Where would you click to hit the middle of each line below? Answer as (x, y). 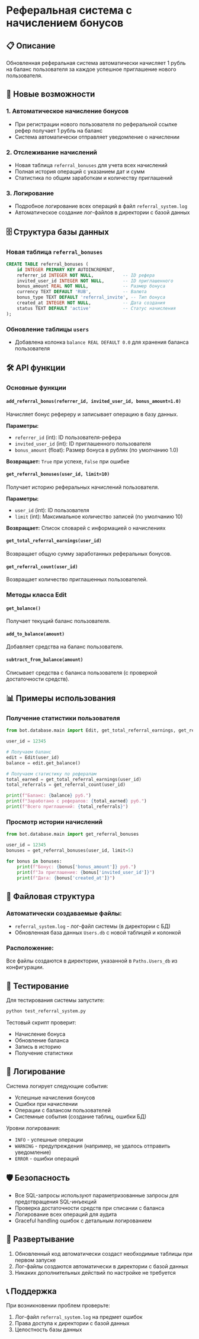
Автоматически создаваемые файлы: (64, 913)
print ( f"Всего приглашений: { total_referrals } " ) (67, 807)
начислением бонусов (65, 23)
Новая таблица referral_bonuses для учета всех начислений (91, 165)
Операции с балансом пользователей (63, 1110)
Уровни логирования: (33, 1128)
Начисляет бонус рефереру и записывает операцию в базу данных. (92, 414)
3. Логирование (30, 193)
